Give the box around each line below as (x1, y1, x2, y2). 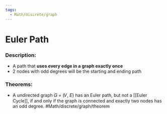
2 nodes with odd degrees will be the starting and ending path (12, 68, 142, 74)
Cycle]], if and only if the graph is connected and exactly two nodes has (12, 98, 162, 104)
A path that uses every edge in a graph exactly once (12, 63, 123, 69)
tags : (5, 7, 17, 13)
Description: (5, 51, 36, 58)
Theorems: (5, 81, 33, 88)
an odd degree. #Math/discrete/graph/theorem (12, 103, 110, 109)
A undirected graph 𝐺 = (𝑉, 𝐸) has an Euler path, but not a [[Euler (12, 92, 147, 98)
